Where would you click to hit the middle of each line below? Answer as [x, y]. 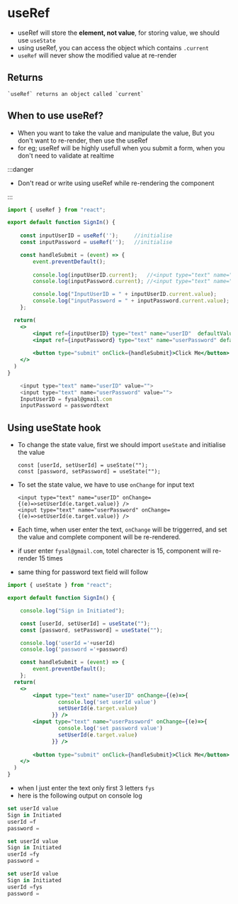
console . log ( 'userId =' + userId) [68, 643]
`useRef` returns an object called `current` [75, 94]
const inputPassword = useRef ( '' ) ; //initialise [96, 243]
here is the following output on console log [80, 795]
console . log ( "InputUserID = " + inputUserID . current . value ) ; [125, 294]
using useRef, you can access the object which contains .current [113, 48]
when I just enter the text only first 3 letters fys [86, 788]
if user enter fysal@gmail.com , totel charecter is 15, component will [114, 551]
